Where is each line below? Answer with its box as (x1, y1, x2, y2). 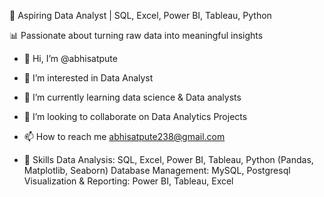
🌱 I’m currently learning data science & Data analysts (23, 91, 242, 103)
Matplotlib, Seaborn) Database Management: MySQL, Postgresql (23, 165, 291, 176)
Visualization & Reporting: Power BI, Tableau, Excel (23, 175, 234, 187)
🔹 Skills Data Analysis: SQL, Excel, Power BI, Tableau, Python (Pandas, (23, 154, 314, 165)
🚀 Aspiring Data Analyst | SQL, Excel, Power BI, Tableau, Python (9, 10, 272, 21)
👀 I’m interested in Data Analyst (23, 72, 154, 84)
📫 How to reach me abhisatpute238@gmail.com (23, 131, 226, 142)
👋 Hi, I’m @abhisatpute (23, 53, 118, 64)
